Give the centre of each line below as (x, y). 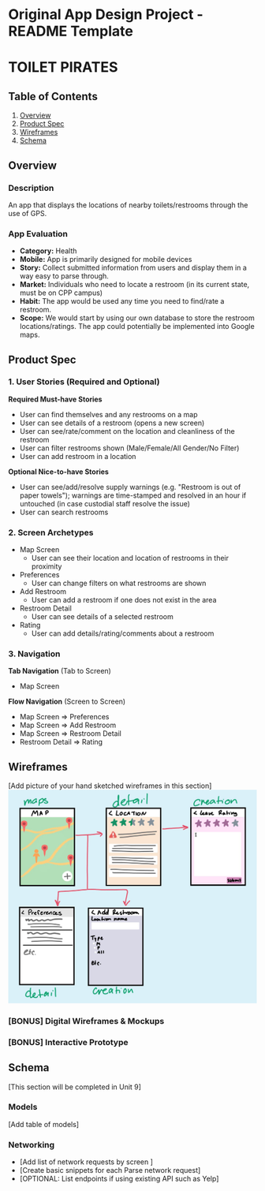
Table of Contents (53, 96)
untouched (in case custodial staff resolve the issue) (105, 503)
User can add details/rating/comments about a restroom (123, 633)
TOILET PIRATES (63, 67)
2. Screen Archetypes (51, 532)
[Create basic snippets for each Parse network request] (110, 1170)
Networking (32, 1144)
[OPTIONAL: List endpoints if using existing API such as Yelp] (119, 1179)
